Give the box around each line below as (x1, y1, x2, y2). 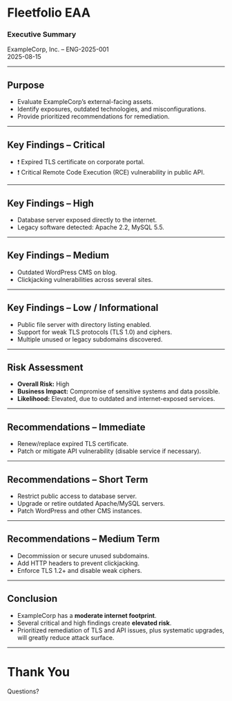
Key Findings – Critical (7, 139, 106, 150)
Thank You (7, 664, 70, 680)
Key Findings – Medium (7, 249, 109, 261)
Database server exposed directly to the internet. (17, 215, 157, 224)
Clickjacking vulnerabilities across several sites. (17, 275, 153, 283)
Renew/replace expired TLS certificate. (17, 440, 129, 448)
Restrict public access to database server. (17, 492, 137, 500)
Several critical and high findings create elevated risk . (17, 619, 172, 627)
